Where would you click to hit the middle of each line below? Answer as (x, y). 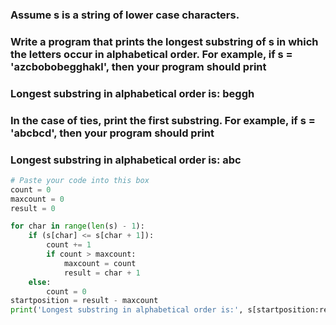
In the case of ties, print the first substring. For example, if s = (163, 120)
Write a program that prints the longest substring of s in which (164, 41)
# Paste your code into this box (80, 180)
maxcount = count (100, 263)
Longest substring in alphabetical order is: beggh (132, 93)
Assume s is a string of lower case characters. (125, 15)
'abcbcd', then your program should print (112, 133)
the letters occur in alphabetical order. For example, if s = (151, 54)
